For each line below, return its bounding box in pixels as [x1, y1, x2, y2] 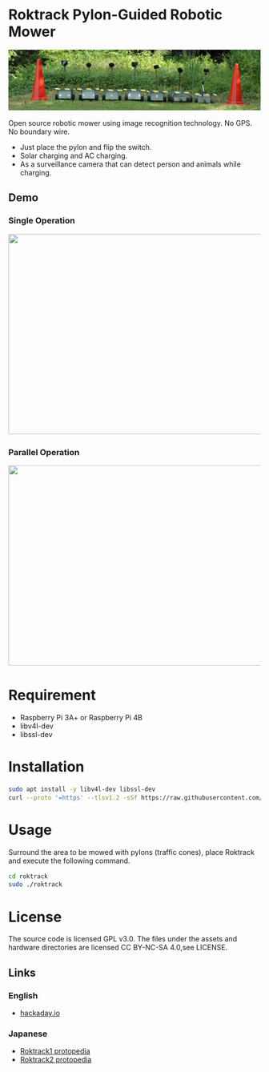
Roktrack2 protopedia [19, 1055, 92, 1065]
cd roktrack [8, 872, 48, 881]
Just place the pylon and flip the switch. [19, 143, 152, 152]
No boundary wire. [8, 127, 70, 137]
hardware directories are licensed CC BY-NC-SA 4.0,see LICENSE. [8, 943, 228, 953]
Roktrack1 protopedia [19, 1046, 90, 1056]
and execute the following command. [8, 856, 130, 865]
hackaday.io [19, 1008, 60, 1018]
